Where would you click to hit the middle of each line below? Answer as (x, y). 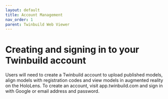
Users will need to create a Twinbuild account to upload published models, (84, 75)
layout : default (23, 10)
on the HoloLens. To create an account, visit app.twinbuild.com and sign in (84, 86)
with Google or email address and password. (52, 91)
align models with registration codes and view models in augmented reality (84, 81)
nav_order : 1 (19, 19)
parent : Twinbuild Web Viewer (38, 24)
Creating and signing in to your (72, 50)
